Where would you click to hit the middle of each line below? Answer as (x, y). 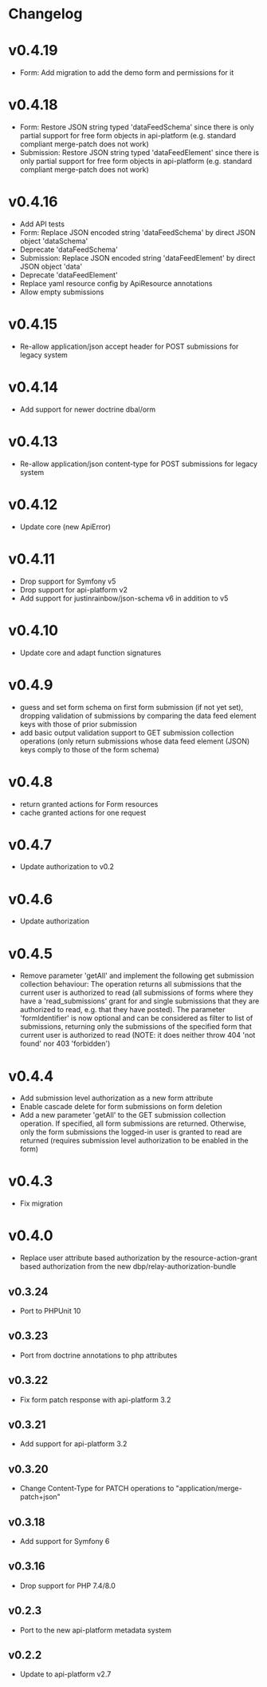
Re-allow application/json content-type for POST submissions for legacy (138, 464)
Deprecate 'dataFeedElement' (69, 275)
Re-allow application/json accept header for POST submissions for (129, 346)
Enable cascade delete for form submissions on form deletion (121, 1107)
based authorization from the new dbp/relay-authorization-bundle (128, 1266)
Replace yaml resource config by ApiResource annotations (116, 283)
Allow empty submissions (62, 292)
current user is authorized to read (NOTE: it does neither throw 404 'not (137, 1035)
